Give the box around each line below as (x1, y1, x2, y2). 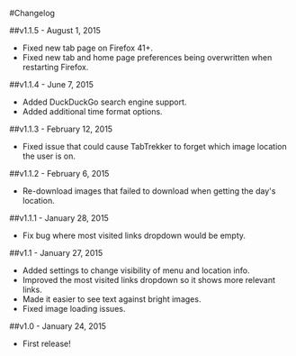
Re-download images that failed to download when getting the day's (22, 186, 276, 196)
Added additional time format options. (22, 106, 164, 116)
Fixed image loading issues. (22, 304, 126, 314)
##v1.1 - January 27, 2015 (9, 248, 103, 258)
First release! (22, 338, 71, 349)
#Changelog (9, 8, 56, 18)
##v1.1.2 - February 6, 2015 (9, 169, 110, 178)
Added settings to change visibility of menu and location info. (22, 265, 250, 276)
